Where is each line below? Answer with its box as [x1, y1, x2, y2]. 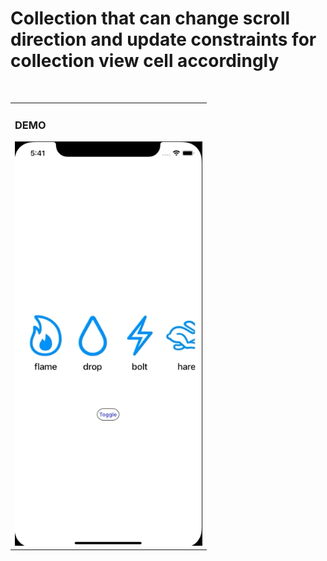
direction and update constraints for [10, 28, 317, 51]
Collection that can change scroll [10, 7, 291, 30]
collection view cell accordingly [10, 50, 280, 72]
